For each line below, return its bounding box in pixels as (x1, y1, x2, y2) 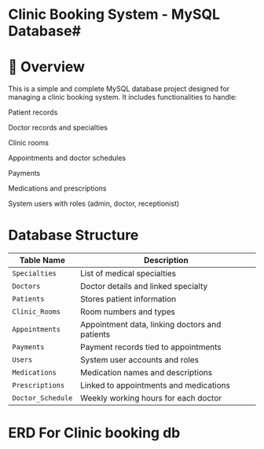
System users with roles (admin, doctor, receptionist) (8, 199, 180, 209)
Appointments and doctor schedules (8, 153, 126, 162)
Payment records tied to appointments (79, 341, 222, 352)
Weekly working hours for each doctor (79, 392, 222, 403)
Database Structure (8, 226, 139, 244)
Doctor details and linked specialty (79, 281, 208, 292)
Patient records (8, 108, 58, 117)
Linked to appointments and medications (79, 380, 230, 391)
